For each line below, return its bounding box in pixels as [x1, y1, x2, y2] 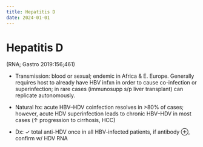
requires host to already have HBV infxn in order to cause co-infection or [15, 79, 197, 86]
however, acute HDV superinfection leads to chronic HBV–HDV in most [15, 110, 192, 117]
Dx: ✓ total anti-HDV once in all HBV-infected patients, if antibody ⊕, [15, 128, 190, 135]
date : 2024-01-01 [6, 15, 50, 21]
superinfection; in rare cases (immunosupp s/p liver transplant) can [15, 86, 184, 93]
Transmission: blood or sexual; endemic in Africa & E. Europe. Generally [15, 72, 195, 80]
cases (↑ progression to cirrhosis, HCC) [15, 117, 116, 124]
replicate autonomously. [15, 92, 76, 99]
